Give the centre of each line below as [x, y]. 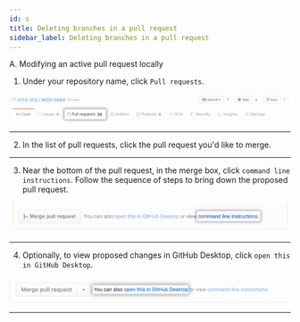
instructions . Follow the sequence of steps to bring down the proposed [155, 180]
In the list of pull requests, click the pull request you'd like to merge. [146, 145]
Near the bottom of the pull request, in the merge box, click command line [156, 170]
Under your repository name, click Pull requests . [113, 81]
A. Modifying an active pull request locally [86, 64]
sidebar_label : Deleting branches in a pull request [109, 37]
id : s [19, 19]
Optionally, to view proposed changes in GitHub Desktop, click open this [156, 255]
